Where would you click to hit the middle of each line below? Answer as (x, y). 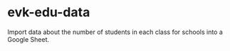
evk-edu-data (49, 12)
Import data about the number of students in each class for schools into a (115, 32)
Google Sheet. (28, 39)
